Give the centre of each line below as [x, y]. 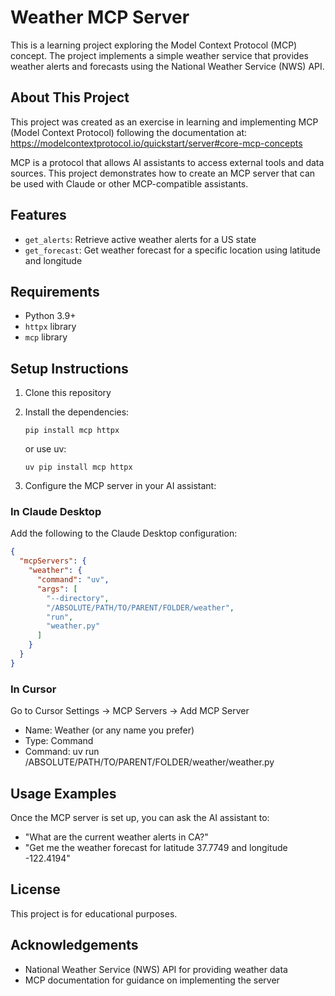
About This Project [70, 97]
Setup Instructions [69, 368]
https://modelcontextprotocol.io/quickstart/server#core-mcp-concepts [156, 143]
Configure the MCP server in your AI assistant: [120, 486]
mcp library [46, 337]
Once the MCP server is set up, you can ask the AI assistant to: [140, 817]
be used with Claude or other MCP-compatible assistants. [129, 183]
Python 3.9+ [50, 316]
